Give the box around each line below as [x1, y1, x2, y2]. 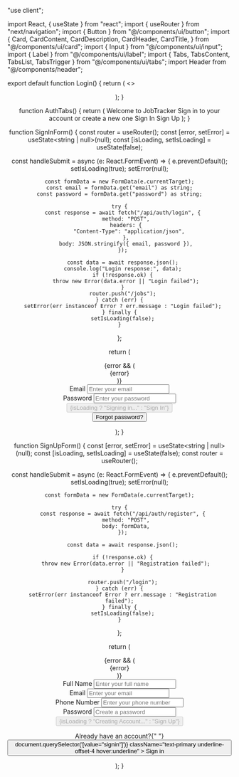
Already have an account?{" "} [75, 732, 164, 740]
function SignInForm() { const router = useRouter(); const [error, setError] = [9, 128, 230, 136]
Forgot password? [95, 413, 144, 421]
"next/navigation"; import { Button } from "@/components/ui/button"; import [7, 28, 230, 36]
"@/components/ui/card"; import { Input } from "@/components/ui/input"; [7, 43, 223, 51]
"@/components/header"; [7, 65, 83, 73]
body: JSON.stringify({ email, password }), [58, 240, 193, 248]
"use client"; [7, 6, 44, 14]
